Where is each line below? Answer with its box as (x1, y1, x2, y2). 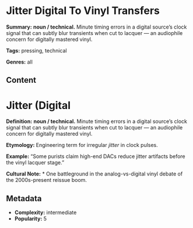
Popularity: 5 (14, 215, 47, 222)
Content (6, 75, 37, 85)
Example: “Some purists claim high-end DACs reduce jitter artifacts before (6, 153, 185, 160)
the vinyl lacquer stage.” (6, 159, 65, 166)
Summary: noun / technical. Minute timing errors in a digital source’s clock (6, 23, 187, 30)
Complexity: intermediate (14, 209, 77, 216)
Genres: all (6, 58, 33, 65)
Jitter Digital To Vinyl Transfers (6, 4, 160, 17)
